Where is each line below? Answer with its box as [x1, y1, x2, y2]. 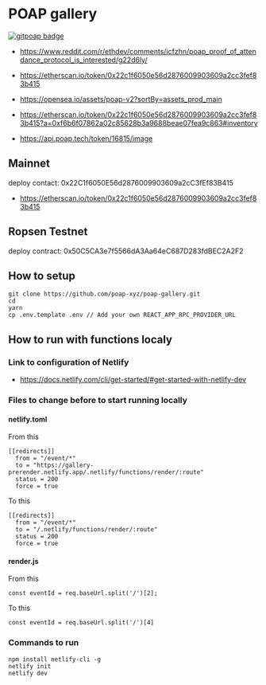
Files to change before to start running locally [8, 394, 188, 405]
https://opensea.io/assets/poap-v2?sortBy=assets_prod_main [19, 94, 222, 104]
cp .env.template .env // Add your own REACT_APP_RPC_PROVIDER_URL [8, 311, 237, 319]
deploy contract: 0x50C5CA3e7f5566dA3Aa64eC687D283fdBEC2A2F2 [8, 246, 244, 256]
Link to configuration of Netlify [8, 356, 129, 367]
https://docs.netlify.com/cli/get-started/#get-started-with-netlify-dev [19, 375, 247, 385]
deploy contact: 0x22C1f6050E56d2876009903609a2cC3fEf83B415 [8, 178, 234, 187]
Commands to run [8, 637, 79, 648]
